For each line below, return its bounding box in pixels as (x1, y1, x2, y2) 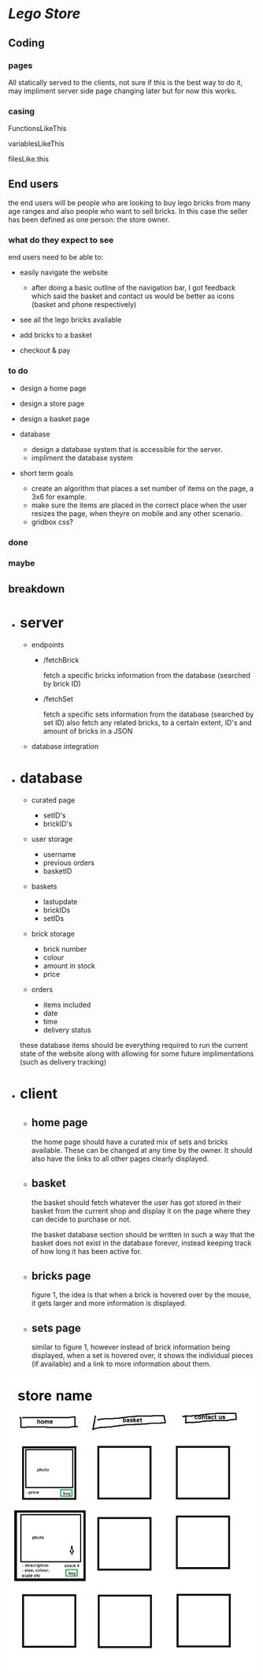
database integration (31, 741, 99, 750)
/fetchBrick (43, 655, 80, 664)
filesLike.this (8, 155, 50, 164)
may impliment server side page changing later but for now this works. (8, 86, 238, 95)
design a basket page (19, 413, 91, 423)
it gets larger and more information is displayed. (31, 1299, 187, 1308)
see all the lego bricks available (19, 315, 122, 324)
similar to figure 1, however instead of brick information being (31, 1342, 231, 1352)
